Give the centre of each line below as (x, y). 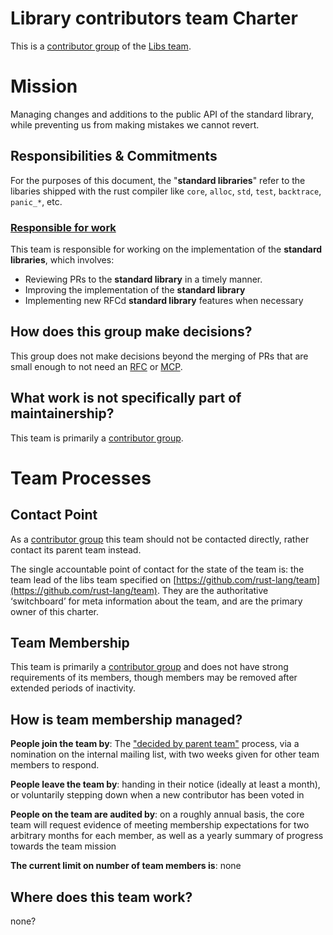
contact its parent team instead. (76, 549)
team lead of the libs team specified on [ (93, 579)
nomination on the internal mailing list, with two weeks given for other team (165, 754)
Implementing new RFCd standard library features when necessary (164, 300)
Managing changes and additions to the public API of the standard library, (162, 114)
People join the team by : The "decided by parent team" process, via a (155, 744)
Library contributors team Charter (154, 18)
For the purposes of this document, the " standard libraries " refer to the (158, 180)
